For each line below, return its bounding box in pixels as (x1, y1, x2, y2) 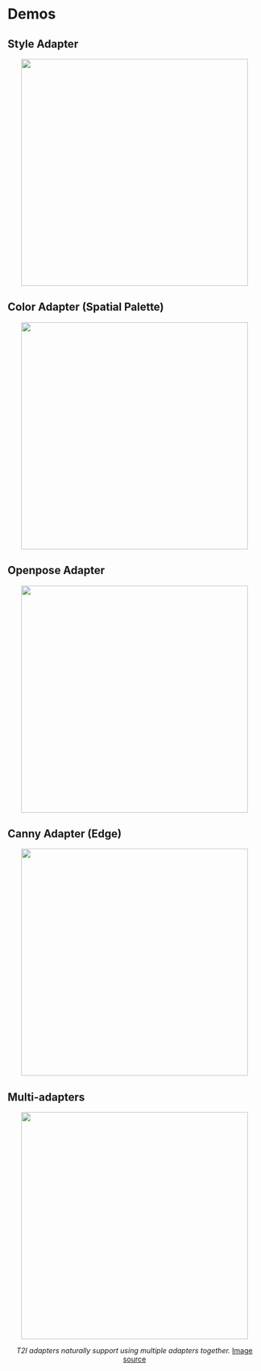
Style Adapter (7, 37, 79, 51)
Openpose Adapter (7, 564, 106, 577)
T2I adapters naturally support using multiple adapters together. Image (16, 1346, 253, 1356)
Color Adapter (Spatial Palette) (7, 300, 164, 314)
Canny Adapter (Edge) (7, 827, 122, 841)
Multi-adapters (7, 1090, 85, 1104)
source (122, 1354, 147, 1365)
